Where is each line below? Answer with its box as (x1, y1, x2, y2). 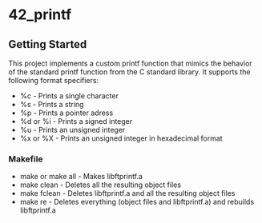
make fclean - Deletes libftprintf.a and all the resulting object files (19, 189, 236, 198)
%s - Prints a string (19, 100, 84, 109)
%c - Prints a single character (19, 91, 119, 101)
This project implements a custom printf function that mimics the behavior (8, 58, 252, 68)
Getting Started (8, 38, 87, 51)
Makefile (8, 153, 43, 165)
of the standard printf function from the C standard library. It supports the (8, 67, 251, 77)
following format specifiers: (8, 76, 99, 85)
